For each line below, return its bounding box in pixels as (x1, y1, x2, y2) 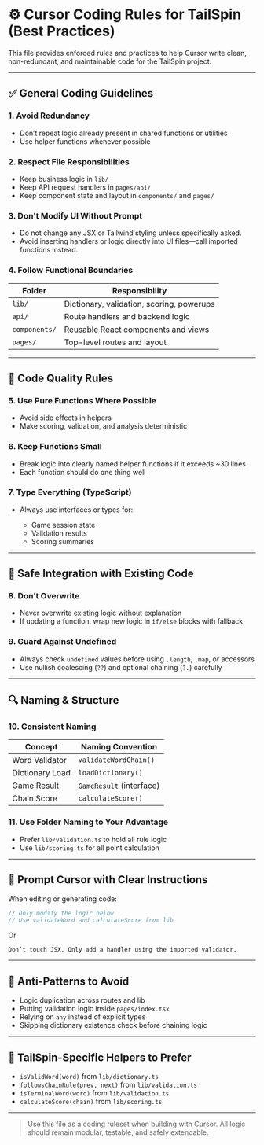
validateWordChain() (78, 756, 156, 764)
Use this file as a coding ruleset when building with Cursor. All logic (27, 1119, 246, 1128)
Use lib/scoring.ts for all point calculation (19, 843, 159, 852)
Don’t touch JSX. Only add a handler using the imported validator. (8, 946, 237, 954)
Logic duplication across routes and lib (19, 996, 145, 1005)
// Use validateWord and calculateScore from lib (8, 916, 174, 925)
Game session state (31, 520, 96, 529)
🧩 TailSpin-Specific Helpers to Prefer (8, 1051, 192, 1064)
